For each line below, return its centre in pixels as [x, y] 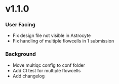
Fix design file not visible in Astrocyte [52, 35]
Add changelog [29, 76]
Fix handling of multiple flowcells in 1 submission [63, 41]
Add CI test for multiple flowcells [47, 70]
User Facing [20, 25]
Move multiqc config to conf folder [49, 65]
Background [21, 54]
